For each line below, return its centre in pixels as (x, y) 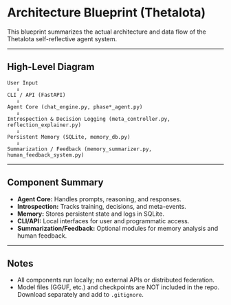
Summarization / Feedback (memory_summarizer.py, (80, 149)
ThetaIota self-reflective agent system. (62, 38)
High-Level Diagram (51, 67)
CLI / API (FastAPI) (37, 95)
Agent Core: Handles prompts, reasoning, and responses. (99, 199)
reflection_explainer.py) (44, 125)
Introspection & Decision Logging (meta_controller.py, (89, 119)
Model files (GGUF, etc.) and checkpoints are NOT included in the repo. (118, 287)
